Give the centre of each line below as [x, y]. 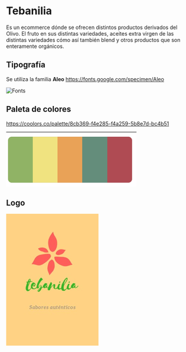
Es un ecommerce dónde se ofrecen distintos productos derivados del [92, 27]
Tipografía [26, 65]
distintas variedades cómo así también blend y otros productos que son [93, 40]
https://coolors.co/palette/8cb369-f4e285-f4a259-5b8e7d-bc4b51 [88, 123]
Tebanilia [29, 11]
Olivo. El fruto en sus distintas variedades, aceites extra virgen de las [90, 33]
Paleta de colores [39, 109]
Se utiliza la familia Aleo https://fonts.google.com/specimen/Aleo [85, 79]
